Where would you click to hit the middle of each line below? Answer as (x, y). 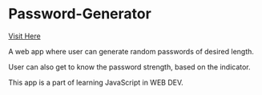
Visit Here (25, 36)
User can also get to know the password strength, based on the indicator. (129, 67)
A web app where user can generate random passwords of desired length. (131, 51)
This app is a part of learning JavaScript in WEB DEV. (96, 82)
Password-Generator (80, 14)
